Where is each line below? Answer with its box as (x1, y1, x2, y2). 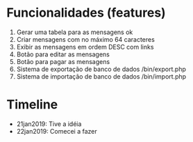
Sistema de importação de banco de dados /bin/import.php (16, 72, 187, 81)
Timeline (6, 97, 58, 113)
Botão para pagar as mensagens (16, 57, 110, 65)
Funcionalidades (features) (6, 5, 166, 21)
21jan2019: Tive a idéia (16, 120, 82, 128)
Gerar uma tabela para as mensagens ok (16, 28, 133, 36)
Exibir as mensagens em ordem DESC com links (16, 42, 154, 51)
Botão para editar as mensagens (16, 50, 110, 58)
